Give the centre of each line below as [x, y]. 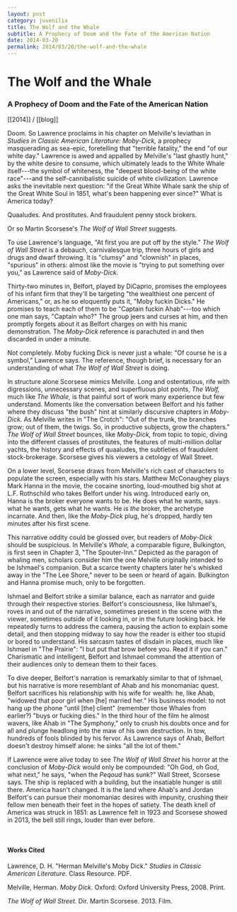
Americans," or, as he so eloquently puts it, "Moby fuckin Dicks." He [106, 302]
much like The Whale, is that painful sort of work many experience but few [116, 397]
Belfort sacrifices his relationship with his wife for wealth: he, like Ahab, [111, 693]
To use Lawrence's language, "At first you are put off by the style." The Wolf [118, 243]
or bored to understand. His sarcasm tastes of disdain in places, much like [116, 642]
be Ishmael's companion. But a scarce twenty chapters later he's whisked [115, 568]
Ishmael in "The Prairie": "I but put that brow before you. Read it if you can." [117, 649]
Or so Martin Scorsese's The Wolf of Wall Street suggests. [92, 229]
